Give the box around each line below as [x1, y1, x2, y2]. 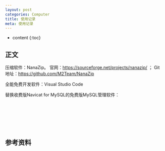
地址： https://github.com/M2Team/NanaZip [5, 71, 94, 77]
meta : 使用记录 [5, 21, 34, 26]
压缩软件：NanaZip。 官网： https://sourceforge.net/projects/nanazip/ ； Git [5, 65, 160, 71]
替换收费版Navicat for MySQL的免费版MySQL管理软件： [5, 92, 120, 98]
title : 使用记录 [5, 16, 36, 21]
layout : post [5, 7, 32, 12]
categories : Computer [5, 12, 50, 17]
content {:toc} [12, 35, 41, 41]
